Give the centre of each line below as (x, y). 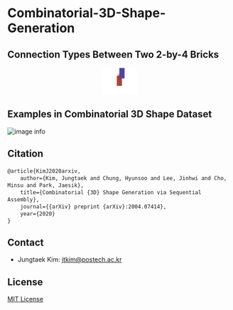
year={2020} (38, 214)
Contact (26, 243)
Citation (26, 154)
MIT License (26, 299)
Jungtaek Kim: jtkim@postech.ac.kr (70, 260)
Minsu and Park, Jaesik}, (45, 185)
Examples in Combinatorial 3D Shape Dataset (110, 114)
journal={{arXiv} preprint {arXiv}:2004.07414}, (93, 207)
